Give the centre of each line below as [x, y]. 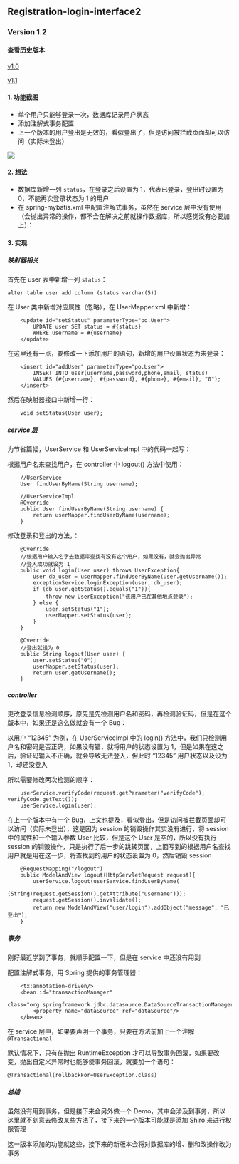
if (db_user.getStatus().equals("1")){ [92, 589]
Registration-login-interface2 [74, 12]
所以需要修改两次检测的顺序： [51, 780]
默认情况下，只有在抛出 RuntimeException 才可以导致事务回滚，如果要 [110, 1053]
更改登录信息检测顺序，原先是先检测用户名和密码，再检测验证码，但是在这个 [119, 714]
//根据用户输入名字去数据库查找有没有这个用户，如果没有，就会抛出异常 [111, 557]
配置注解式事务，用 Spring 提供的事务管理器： [75, 973]
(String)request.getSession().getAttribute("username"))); [97, 894]
